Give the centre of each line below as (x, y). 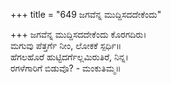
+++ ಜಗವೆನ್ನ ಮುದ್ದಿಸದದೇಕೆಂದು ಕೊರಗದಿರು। (78, 34)
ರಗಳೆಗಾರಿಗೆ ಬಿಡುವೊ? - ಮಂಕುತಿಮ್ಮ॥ (66, 68)
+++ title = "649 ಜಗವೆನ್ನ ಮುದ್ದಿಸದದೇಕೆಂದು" (86, 14)
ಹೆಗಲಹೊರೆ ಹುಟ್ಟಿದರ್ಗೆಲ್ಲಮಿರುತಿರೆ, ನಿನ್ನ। (69, 57)
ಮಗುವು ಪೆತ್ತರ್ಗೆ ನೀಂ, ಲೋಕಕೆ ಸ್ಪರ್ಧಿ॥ (66, 45)
